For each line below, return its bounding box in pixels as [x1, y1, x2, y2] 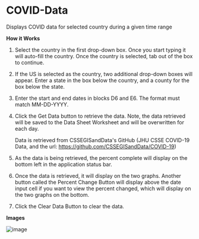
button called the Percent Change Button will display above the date [14, 178, 181, 185]
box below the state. [14, 83, 65, 90]
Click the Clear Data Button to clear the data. [14, 203, 125, 210]
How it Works [6, 34, 40, 42]
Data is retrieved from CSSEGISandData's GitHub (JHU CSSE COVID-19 [14, 136, 190, 143]
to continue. [14, 59, 45, 66]
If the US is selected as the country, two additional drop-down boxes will [14, 70, 193, 77]
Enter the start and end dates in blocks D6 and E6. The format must [14, 95, 180, 102]
